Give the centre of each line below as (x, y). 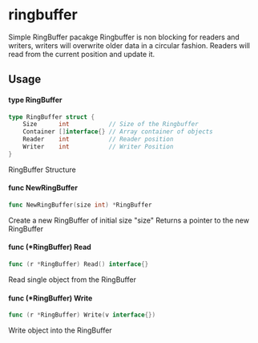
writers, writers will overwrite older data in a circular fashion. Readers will (129, 45)
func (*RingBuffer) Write (50, 298)
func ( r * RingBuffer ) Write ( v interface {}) (82, 315)
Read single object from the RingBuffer (72, 280)
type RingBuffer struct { (51, 117)
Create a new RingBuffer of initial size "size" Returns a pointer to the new (129, 220)
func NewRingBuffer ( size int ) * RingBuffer (80, 205)
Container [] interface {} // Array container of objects (118, 132)
